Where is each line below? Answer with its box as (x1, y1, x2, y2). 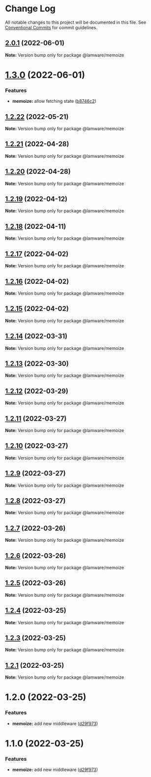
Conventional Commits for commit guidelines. (5, 24, 97, 30)
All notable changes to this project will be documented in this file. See (5, 19, 147, 25)
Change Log (5, 3, 56, 14)
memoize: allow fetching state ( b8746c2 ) (12, 98, 97, 104)
